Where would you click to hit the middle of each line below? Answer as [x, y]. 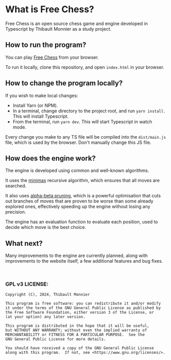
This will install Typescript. [41, 116]
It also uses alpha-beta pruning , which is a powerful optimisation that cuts [83, 196]
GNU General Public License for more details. [56, 339]
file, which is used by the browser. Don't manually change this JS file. [78, 142]
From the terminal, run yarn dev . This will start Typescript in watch [82, 121]
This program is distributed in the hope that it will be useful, [77, 326]
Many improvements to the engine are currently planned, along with [77, 255]
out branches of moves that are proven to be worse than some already [79, 201]
